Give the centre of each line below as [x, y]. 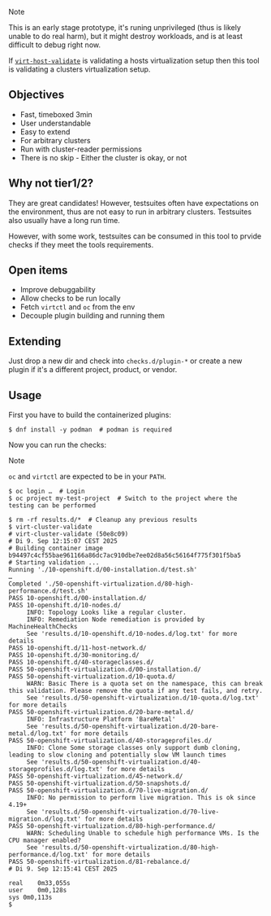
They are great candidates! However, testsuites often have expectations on [134, 203]
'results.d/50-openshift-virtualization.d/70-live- [130, 812]
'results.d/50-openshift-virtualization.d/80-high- [130, 848]
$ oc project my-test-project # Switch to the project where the [123, 499]
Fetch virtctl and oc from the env [77, 307]
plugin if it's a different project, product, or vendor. [93, 370]
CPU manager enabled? [45, 841]
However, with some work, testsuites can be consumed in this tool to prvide [135, 236]
